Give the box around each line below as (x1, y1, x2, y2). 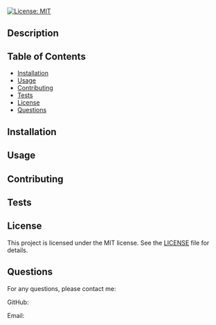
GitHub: (7, 298, 29, 306)
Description (7, 27, 59, 39)
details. (7, 246, 28, 254)
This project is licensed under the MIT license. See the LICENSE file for (7, 238, 210, 247)
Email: (7, 311, 25, 319)
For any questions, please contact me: (7, 284, 116, 292)
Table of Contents (7, 51, 87, 62)
